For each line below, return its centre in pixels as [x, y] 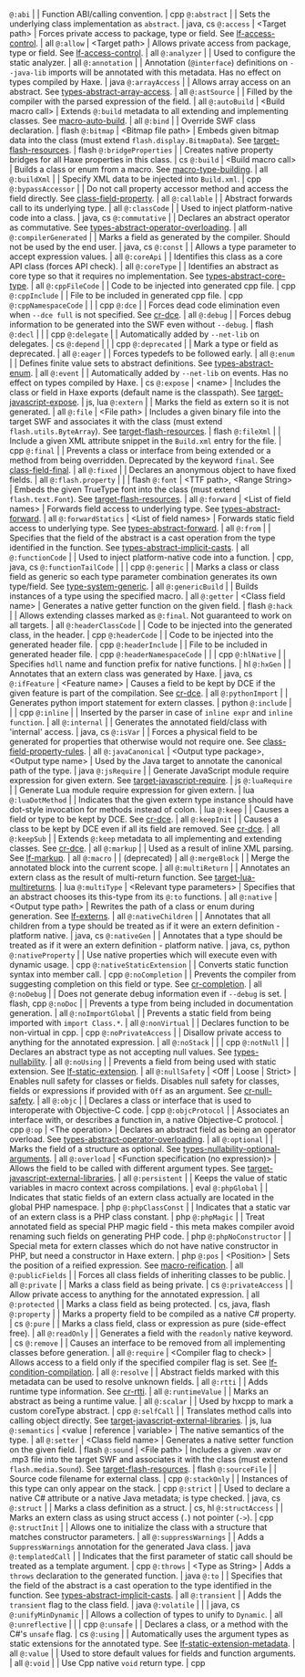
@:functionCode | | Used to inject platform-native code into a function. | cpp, [152, 557]
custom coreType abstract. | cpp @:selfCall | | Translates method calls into [151, 1411]
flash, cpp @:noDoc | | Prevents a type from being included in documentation [152, 1003]
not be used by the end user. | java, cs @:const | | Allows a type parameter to [153, 247]
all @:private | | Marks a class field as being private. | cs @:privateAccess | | [151, 1284]
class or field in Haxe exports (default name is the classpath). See [133, 392]
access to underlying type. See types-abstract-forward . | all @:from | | [140, 528]
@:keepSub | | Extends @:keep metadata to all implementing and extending [146, 838]
